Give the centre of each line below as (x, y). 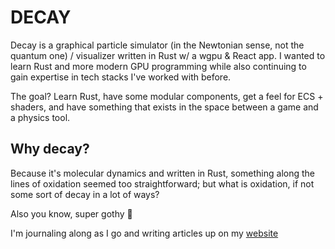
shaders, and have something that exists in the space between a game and (164, 107)
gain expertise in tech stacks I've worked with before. (121, 77)
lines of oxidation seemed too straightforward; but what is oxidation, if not (162, 183)
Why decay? (50, 149)
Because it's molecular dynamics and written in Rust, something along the (162, 173)
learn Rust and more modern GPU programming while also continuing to (158, 66)
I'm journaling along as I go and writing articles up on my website (144, 233)
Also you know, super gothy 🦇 (71, 213)
